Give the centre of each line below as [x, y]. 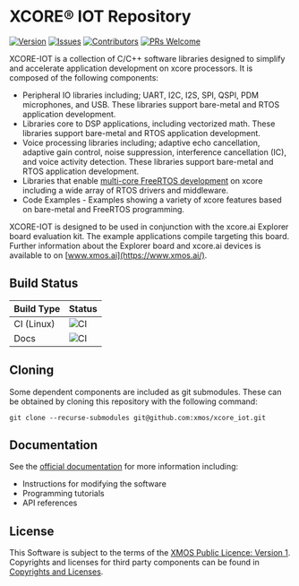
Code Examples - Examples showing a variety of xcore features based [152, 200]
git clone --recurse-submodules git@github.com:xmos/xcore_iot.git [138, 418]
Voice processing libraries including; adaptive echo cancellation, [141, 142]
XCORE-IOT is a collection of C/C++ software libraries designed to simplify [147, 58]
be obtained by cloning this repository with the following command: [133, 401]
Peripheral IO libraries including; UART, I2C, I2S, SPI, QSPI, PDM [141, 95]
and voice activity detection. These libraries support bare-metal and [148, 161]
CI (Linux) [34, 323]
